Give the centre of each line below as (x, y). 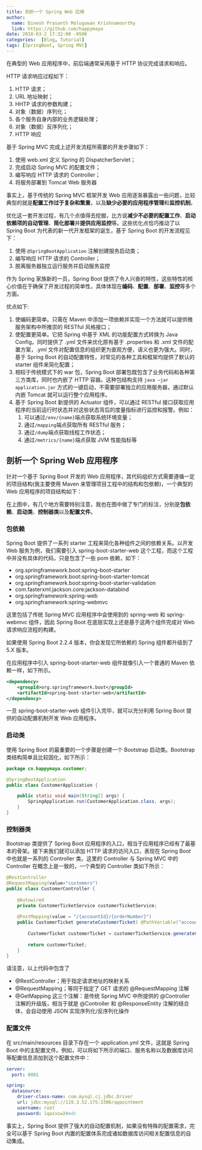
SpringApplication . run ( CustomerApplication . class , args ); (102, 802)
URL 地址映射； (34, 96)
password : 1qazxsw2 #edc (47, 1113)
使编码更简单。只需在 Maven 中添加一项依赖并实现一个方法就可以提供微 (104, 319)
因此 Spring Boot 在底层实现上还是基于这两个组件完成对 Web (119, 622)
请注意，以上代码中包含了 (38, 968)
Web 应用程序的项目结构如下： (44, 491)
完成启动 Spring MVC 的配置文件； (58, 167)
